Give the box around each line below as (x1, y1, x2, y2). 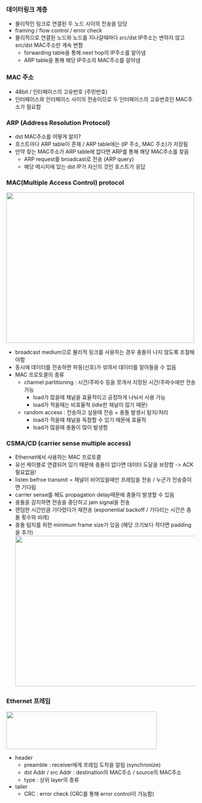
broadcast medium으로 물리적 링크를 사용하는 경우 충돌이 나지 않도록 (14, 349, 179, 356)
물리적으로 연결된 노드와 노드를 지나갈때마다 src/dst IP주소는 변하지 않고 (14, 34, 185, 42)
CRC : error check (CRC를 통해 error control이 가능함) (23, 790, 155, 797)
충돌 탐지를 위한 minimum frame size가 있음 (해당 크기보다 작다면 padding (14, 521, 192, 529)
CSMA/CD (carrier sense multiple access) (6, 439, 131, 448)
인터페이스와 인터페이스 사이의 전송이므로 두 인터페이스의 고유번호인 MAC (14, 95, 188, 103)
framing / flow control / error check (14, 27, 103, 34)
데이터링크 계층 (6, 5, 48, 13)
